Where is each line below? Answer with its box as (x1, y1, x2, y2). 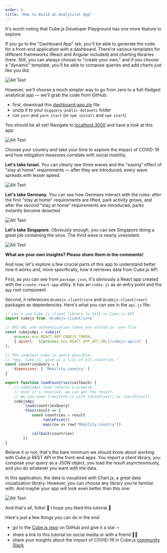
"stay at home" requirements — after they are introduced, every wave (5, 167, 148, 173)
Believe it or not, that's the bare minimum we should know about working (5, 449, 155, 455)
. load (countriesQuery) (23, 403, 70, 409)
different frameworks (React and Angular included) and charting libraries (5, 51, 154, 57)
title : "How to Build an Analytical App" (5, 12, 92, 17)
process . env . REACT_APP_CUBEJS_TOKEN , (14, 334, 92, 339)
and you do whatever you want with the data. (5, 465, 98, 471)
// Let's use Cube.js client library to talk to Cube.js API (5, 311, 135, 316)
